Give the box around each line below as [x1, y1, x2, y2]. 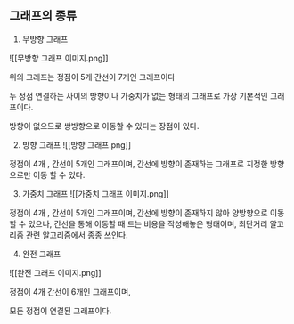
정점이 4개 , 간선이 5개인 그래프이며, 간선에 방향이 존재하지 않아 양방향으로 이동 [9, 207, 285, 218]
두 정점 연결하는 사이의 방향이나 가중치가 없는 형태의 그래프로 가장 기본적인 [9, 90, 269, 101]
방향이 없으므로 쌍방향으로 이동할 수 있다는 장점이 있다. [9, 120, 200, 131]
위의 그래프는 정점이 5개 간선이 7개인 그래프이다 [9, 71, 176, 82]
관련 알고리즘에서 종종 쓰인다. [25, 230, 128, 240]
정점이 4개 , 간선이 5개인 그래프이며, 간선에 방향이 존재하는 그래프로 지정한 [9, 158, 269, 169]
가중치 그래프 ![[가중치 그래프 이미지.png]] [21, 188, 169, 198]
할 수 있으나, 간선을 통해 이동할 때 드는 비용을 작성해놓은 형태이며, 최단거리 [9, 218, 268, 229]
